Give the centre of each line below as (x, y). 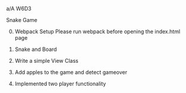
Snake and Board (36, 49)
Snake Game (22, 20)
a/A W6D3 (19, 9)
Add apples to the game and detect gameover (71, 72)
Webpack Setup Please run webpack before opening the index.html (97, 31)
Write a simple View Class (46, 61)
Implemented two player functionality (60, 84)
